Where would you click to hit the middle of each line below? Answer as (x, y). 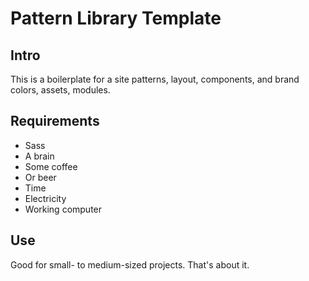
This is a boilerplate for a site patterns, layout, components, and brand (155, 79)
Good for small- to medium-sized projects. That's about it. (130, 264)
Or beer (40, 177)
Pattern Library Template (116, 18)
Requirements (55, 121)
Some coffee (51, 166)
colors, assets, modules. (60, 90)
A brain (39, 156)
